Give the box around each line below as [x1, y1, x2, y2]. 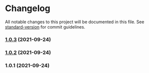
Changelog [5, 3, 50, 14]
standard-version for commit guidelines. [5, 24, 85, 29]
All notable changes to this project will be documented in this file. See [5, 19, 145, 25]
